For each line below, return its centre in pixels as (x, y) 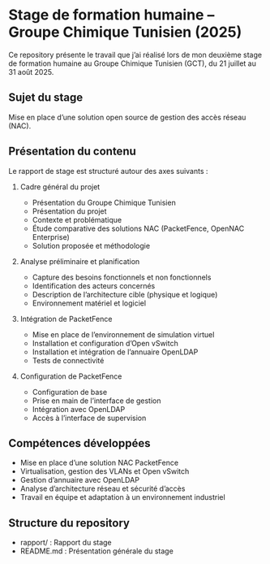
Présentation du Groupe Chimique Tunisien (104, 202)
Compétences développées (79, 443)
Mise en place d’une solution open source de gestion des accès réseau (127, 117)
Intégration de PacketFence (66, 319)
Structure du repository (69, 523)
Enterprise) (51, 236)
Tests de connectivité (68, 360)
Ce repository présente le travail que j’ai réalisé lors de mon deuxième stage (135, 54)
